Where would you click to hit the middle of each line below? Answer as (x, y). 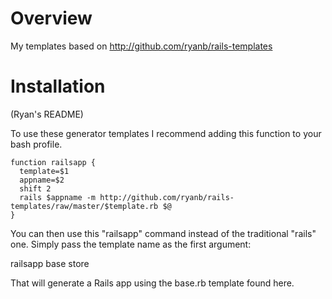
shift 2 (35, 188)
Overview (51, 18)
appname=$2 (42, 180)
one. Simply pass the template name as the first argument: (131, 244)
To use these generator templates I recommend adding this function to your (166, 133)
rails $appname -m (58, 197)
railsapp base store (50, 263)
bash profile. (36, 144)
